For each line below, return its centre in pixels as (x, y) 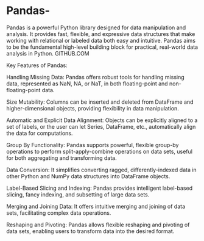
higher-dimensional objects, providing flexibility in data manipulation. (93, 108)
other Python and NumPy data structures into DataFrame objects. (88, 176)
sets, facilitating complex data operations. (59, 213)
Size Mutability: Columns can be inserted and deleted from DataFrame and (100, 102)
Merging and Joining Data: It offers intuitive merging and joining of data (96, 206)
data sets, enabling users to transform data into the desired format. (90, 231)
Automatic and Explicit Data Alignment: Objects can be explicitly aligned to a (102, 120)
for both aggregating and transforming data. (62, 158)
